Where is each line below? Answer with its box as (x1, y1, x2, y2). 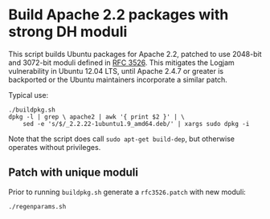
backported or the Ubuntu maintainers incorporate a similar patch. (8, 75, 227, 84)
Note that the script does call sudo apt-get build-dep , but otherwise (8, 134, 235, 144)
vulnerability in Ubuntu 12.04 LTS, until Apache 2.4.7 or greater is (8, 66, 223, 75)
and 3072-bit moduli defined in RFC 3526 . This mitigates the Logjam (8, 58, 235, 67)
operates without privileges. (8, 142, 101, 152)
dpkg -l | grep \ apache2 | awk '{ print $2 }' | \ (8, 112, 185, 121)
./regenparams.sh (8, 202, 67, 210)
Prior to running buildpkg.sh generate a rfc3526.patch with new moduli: (8, 187, 247, 197)
